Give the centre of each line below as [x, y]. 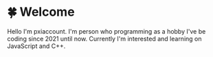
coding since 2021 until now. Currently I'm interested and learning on [104, 38]
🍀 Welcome [41, 12]
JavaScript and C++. [36, 46]
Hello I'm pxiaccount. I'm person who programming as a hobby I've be [106, 31]
